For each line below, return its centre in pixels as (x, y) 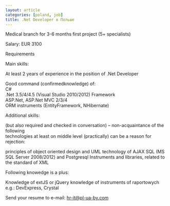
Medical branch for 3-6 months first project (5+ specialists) (68, 34)
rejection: (15, 142)
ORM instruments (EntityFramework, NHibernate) (57, 106)
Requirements (20, 54)
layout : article (23, 10)
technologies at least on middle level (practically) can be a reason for (78, 136)
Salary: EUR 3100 (24, 44)
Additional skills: (23, 115)
